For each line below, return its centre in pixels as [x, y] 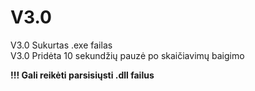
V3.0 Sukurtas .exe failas [61, 45]
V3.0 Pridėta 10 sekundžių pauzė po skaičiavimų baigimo [127, 55]
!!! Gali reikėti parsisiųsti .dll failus [82, 75]
